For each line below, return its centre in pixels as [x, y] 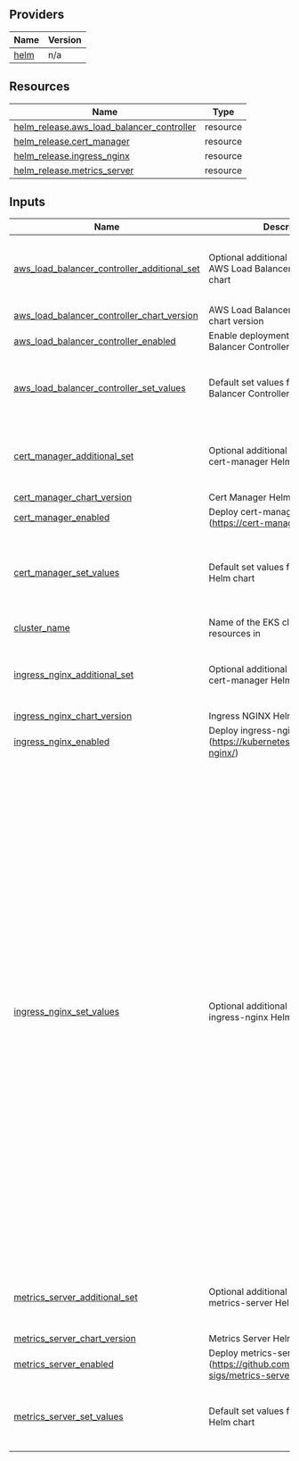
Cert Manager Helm [250, 497]
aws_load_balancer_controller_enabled [95, 341]
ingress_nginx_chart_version [73, 716]
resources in [234, 634]
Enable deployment [249, 336]
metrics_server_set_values [69, 1416]
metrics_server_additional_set [76, 1298]
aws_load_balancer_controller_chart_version [106, 316]
